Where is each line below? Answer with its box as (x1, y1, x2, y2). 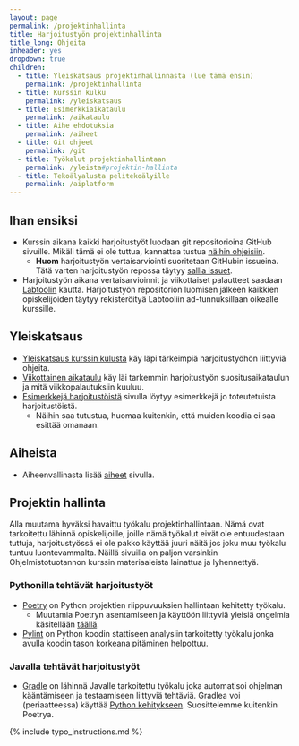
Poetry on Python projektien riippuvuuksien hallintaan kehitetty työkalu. (21, 599, 286, 610)
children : (9, 64, 47, 73)
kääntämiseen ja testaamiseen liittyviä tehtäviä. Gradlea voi (21, 690, 241, 700)
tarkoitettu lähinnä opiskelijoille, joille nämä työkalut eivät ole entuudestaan (9, 528, 285, 539)
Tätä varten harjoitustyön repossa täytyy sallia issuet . (35, 265, 233, 276)
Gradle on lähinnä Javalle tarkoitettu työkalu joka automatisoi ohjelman (21, 680, 284, 690)
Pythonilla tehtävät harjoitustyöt (9, 579, 154, 592)
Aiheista (9, 445, 57, 461)
